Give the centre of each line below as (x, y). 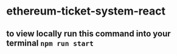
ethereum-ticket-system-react (86, 11)
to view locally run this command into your (89, 34)
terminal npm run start (50, 43)
